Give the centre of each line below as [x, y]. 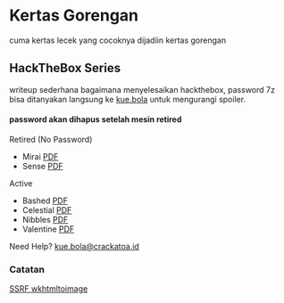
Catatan [27, 269]
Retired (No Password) [51, 139]
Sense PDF [43, 166]
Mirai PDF [40, 156]
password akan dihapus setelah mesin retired [96, 119]
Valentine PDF [48, 229]
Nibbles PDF [45, 219]
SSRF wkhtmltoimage [49, 289]
